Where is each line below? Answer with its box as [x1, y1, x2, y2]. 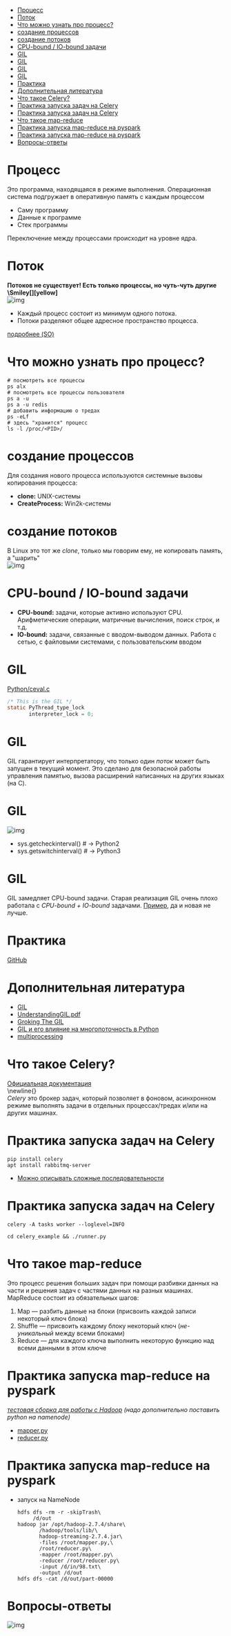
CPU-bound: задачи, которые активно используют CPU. [17, 608, 183, 616]
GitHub [7, 956, 28, 964]
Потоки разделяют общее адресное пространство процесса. [17, 316, 199, 324]
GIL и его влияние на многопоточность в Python [17, 1025, 159, 1033]
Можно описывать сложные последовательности [17, 1173, 164, 1182]
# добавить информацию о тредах [7, 407, 100, 414]
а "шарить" [7, 553, 40, 562]
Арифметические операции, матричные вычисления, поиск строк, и [17, 615, 220, 624]
